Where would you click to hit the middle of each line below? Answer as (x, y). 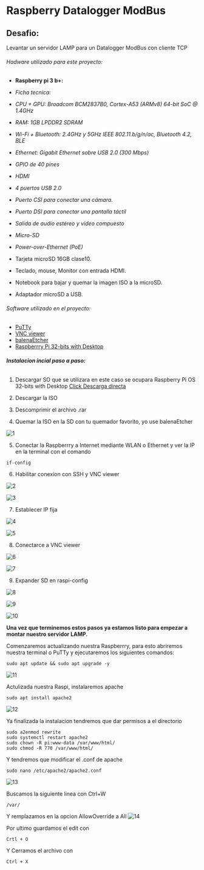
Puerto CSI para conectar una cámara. (64, 200)
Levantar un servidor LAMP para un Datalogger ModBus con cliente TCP (97, 48)
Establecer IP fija (36, 509)
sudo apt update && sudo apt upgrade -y (58, 663)
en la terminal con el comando (53, 451)
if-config (19, 463)
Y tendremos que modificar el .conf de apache (65, 759)
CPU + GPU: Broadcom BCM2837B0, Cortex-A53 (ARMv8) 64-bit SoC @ (106, 104)
